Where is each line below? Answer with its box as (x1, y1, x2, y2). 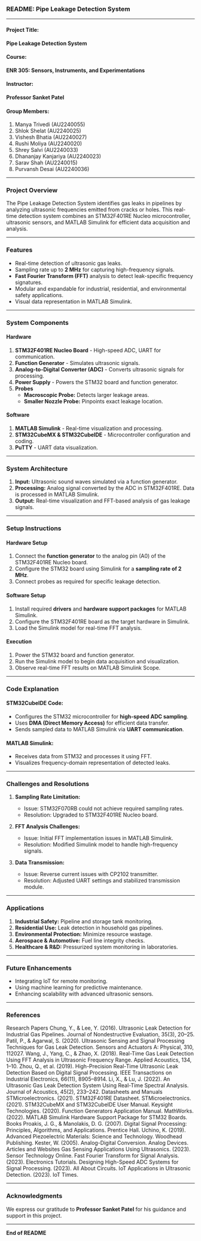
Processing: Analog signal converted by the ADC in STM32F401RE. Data (14, 485, 194, 492)
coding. (14, 438, 34, 445)
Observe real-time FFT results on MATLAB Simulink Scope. (14, 664, 161, 671)
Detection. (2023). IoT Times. (6, 1171, 79, 1179)
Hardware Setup (6, 539, 48, 546)
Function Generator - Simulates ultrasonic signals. (14, 359, 141, 366)
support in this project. (6, 1212, 62, 1219)
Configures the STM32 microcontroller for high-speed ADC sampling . (14, 713, 188, 720)
